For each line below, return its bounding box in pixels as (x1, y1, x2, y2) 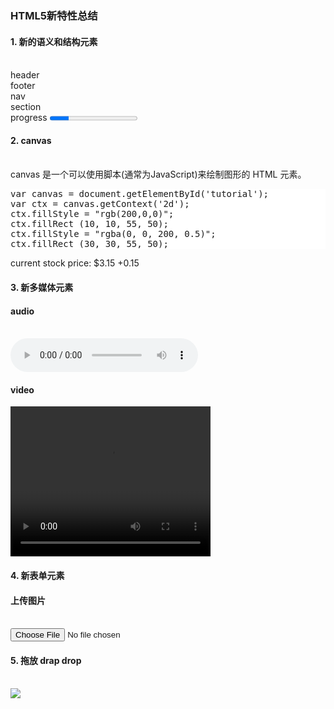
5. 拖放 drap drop (10, 654, 82, 666)
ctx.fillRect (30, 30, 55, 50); (10, 238, 169, 250)
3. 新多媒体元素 (10, 281, 74, 293)
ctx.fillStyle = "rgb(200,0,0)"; (10, 208, 175, 220)
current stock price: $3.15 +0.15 (10, 257, 140, 269)
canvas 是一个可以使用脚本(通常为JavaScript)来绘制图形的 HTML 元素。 (10, 168, 307, 181)
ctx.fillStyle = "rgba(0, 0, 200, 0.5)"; (10, 228, 217, 240)
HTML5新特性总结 (10, 8, 98, 22)
